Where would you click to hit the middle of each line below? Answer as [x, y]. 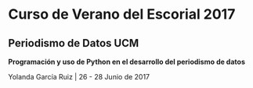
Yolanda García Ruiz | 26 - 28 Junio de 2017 [79, 77]
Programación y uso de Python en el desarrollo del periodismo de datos [127, 62]
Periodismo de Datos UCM [74, 43]
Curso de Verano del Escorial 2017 [122, 14]
